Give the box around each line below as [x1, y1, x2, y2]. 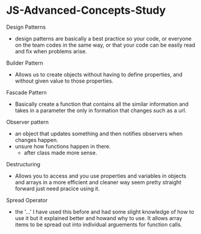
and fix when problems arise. [14, 47, 87, 54]
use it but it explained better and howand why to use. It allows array [14, 214, 182, 221]
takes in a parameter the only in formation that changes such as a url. [14, 107, 187, 114]
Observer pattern [6, 118, 49, 126]
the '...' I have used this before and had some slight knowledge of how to [14, 208, 194, 215]
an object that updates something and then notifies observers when [14, 130, 183, 137]
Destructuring [6, 160, 41, 168]
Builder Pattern [6, 59, 43, 66]
